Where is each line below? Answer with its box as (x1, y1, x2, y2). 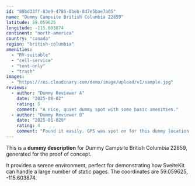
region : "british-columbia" (6, 42, 75, 47)
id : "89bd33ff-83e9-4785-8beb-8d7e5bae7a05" (6, 8, 116, 15)
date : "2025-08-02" (16, 95, 64, 101)
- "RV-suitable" (11, 52, 51, 58)
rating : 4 (16, 123, 41, 129)
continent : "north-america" (6, 30, 75, 36)
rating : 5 (16, 101, 41, 107)
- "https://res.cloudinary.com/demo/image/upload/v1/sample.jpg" (11, 80, 174, 85)
